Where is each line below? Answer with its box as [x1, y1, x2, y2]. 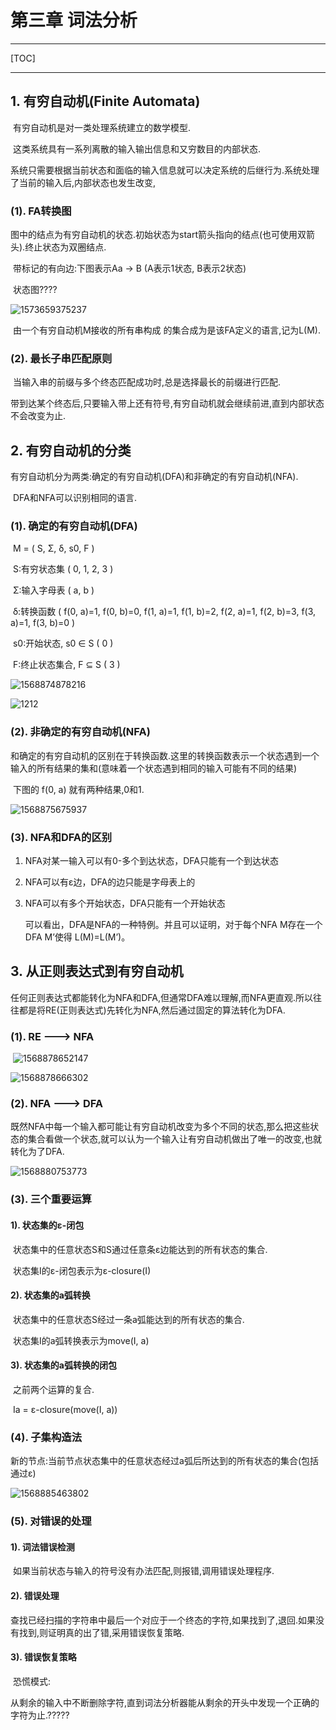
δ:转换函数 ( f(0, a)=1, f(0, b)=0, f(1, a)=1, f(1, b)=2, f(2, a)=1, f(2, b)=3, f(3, [12, 606, 317, 618]
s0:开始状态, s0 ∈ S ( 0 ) [12, 637, 114, 650]
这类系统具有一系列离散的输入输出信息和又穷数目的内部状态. [12, 142, 261, 155]
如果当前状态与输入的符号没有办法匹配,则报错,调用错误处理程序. [12, 1565, 275, 1577]
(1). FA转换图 [10, 204, 72, 218]
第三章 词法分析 [10, 9, 138, 32]
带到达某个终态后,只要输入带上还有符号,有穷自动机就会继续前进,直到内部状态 [10, 397, 325, 410]
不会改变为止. [10, 410, 67, 422]
